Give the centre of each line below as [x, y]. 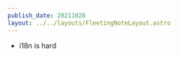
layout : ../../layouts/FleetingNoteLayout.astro [89, 23]
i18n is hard [38, 45]
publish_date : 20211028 [47, 15]
